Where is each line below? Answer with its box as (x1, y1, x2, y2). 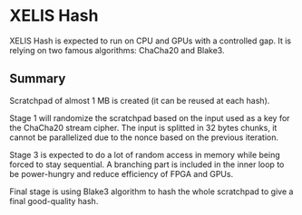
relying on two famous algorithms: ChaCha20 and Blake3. (9, 44, 225, 55)
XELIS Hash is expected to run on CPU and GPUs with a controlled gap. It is (9, 35, 292, 46)
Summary (9, 71, 66, 87)
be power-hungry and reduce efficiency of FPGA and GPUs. (9, 168, 234, 179)
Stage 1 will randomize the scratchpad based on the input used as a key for (9, 112, 290, 123)
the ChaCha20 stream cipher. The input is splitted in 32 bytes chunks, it (9, 122, 278, 133)
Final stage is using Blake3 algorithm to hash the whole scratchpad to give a (9, 186, 294, 197)
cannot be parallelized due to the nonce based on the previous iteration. (9, 132, 279, 143)
